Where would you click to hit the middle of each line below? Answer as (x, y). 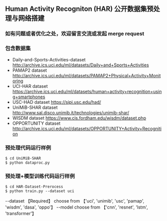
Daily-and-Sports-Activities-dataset (49, 59)
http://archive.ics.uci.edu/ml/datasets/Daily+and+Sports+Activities (81, 65)
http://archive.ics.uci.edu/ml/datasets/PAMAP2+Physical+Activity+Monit (86, 75)
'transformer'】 (21, 214)
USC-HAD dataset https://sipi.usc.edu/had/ (57, 102)
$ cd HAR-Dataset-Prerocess (34, 187)
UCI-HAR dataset (30, 86)
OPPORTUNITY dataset (36, 123)
